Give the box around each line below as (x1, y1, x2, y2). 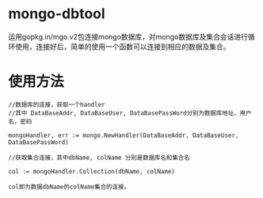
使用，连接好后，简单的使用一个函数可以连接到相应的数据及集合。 (14, 41, 231, 51)
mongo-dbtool (8, 5, 105, 23)
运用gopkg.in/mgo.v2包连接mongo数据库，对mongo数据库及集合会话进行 (8, 32, 248, 41)
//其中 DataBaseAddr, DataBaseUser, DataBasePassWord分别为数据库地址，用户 (8, 109, 252, 117)
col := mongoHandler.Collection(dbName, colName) (8, 167, 176, 175)
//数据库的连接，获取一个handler (8, 101, 105, 109)
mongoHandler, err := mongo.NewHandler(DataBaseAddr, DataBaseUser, (8, 131, 239, 139)
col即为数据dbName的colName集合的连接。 (8, 183, 131, 191)
